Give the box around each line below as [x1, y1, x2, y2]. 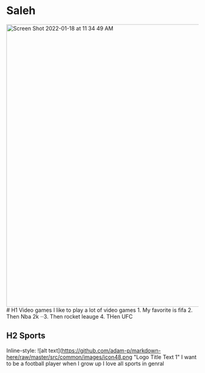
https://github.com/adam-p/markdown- [62, 347, 161, 354]
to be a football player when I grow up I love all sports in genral [6, 360, 165, 367]
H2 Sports [6, 331, 46, 341]
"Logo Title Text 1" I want [133, 353, 197, 361]
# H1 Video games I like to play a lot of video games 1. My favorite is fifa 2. [6, 306, 193, 314]
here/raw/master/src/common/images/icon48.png [6, 353, 132, 361]
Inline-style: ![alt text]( [6, 347, 62, 354]
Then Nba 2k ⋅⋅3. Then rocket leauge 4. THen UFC [6, 312, 133, 320]
